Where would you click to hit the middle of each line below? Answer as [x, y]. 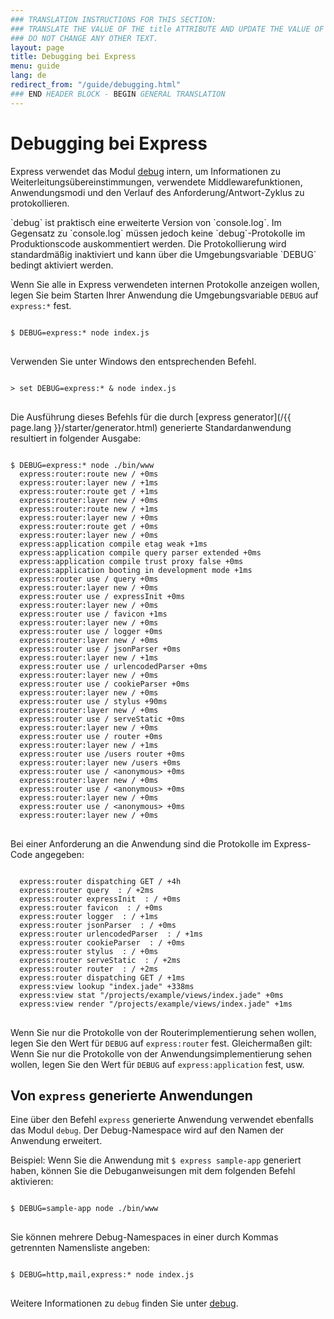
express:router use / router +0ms [91, 736]
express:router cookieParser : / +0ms [102, 942]
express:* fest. [41, 305]
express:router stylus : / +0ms [89, 951]
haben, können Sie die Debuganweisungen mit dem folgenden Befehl [153, 1171]
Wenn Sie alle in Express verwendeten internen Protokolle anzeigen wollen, [165, 284]
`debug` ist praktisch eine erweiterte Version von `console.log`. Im [146, 222]
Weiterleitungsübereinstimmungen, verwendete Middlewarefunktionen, [156, 182]
